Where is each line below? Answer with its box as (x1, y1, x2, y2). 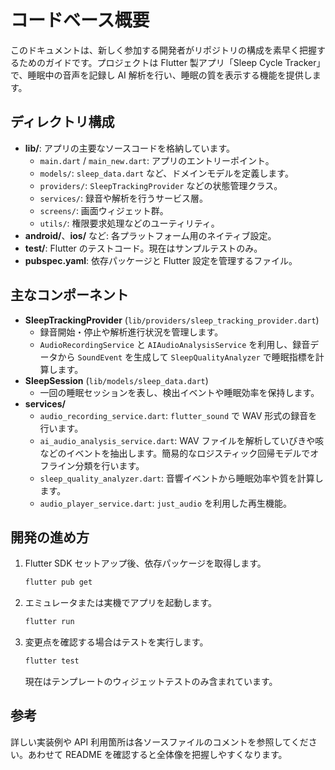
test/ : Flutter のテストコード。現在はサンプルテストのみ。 (24, 242, 263, 254)
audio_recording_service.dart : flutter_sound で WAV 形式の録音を (39, 409, 318, 421)
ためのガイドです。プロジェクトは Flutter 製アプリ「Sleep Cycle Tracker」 (18, 56, 326, 68)
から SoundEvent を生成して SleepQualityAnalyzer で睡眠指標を (57, 351, 316, 363)
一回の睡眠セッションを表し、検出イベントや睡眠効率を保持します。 (39, 386, 320, 398)
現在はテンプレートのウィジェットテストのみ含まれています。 (24, 676, 278, 687)
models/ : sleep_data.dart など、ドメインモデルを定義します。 (39, 167, 294, 179)
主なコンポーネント (10, 287, 129, 304)
